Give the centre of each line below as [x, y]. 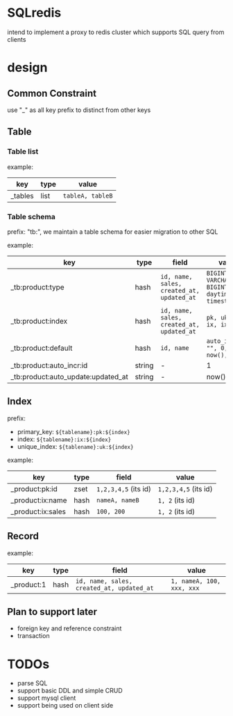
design [27, 68]
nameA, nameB [118, 500]
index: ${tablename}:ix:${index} [64, 439]
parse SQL [32, 683]
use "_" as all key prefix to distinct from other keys [79, 110]
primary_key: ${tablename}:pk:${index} [74, 431]
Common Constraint [52, 93]
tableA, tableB [88, 196]
